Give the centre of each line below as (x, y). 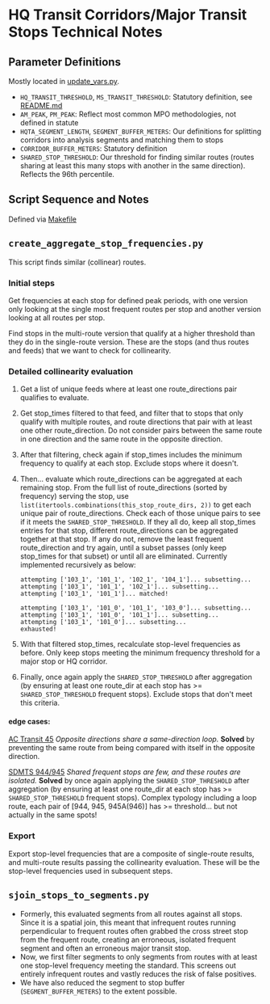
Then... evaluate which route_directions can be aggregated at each (131, 479)
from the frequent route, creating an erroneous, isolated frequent (128, 939)
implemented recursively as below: (78, 565)
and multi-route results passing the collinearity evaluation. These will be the (134, 862)
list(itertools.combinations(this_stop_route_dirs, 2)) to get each (135, 505)
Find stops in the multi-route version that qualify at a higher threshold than (132, 333)
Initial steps (31, 283)
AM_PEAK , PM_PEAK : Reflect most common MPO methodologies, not (128, 114)
